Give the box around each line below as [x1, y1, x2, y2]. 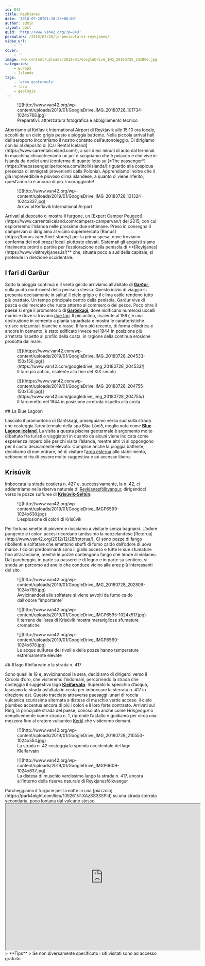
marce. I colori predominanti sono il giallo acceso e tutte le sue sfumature [5, 547, 152, 552]
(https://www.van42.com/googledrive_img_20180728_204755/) [17, 394, 145, 399]
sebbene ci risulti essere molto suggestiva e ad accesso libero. [5, 454, 131, 460]
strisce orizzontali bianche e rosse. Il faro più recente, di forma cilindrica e [5, 323, 154, 329]
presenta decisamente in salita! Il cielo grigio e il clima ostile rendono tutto [5, 292, 154, 298]
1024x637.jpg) [17, 768, 46, 774]
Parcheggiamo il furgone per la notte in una [5, 788, 92, 793]
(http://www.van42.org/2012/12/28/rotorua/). [5, 536, 95, 542]
